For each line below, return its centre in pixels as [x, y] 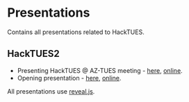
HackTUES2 [34, 54]
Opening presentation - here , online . [69, 78]
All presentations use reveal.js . [51, 91]
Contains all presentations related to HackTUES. [76, 32]
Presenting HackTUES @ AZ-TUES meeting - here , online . [100, 70]
